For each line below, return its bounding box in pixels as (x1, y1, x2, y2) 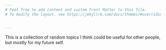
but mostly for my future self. (5, 39, 64, 45)
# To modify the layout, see (5, 12, 65, 17)
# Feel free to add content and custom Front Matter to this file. (5, 7, 147, 12)
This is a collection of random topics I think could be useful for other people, (5, 34, 161, 40)
